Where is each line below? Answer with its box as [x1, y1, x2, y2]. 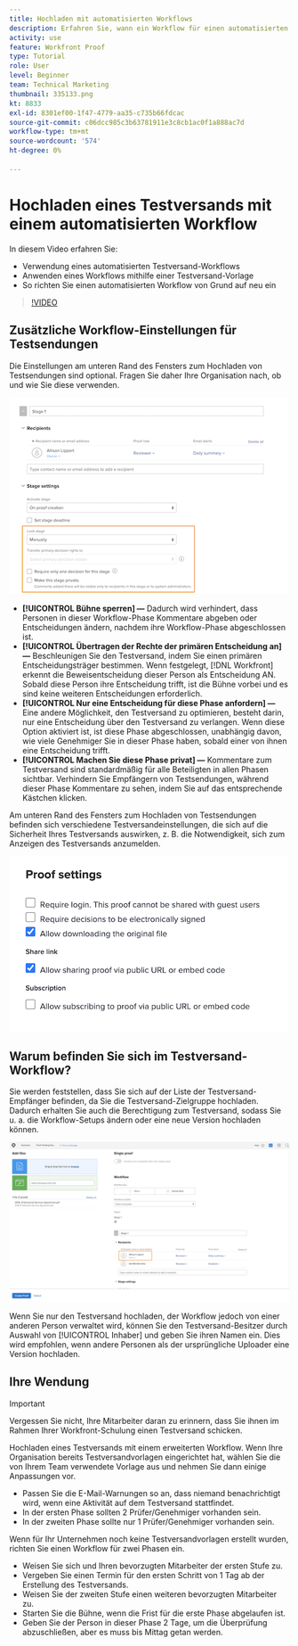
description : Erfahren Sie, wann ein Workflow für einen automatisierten [9, 23, 289, 33]
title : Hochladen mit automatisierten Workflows [9, 14, 193, 23]
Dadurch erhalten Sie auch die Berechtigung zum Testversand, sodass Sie [9, 1106, 282, 1116]
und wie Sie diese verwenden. [9, 379, 120, 390]
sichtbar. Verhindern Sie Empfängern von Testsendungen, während [21, 773, 270, 784]
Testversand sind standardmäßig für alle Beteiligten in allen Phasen [21, 763, 270, 775]
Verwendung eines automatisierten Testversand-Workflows [21, 260, 240, 271]
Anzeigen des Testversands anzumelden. [9, 838, 161, 849]
